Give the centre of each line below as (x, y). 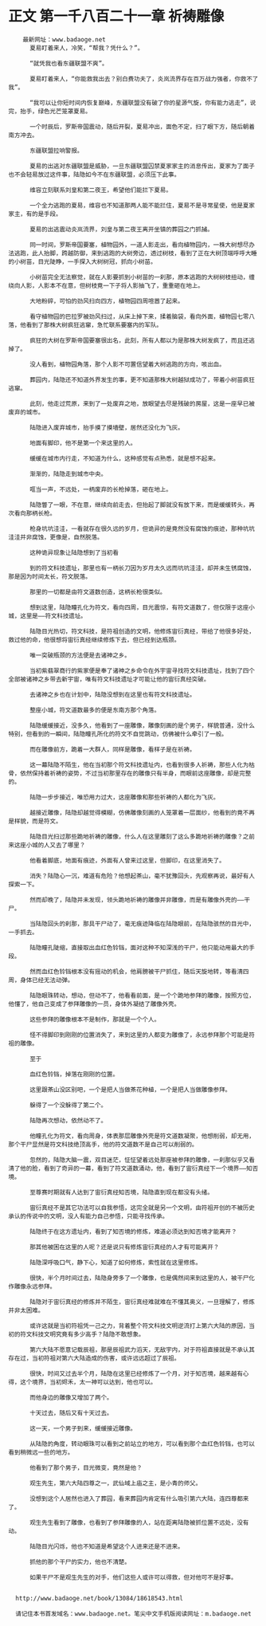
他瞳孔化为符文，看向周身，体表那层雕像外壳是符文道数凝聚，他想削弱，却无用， (142, 1136)
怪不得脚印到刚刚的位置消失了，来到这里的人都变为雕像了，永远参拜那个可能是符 (142, 1035)
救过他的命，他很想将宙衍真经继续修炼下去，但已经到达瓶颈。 (94, 640)
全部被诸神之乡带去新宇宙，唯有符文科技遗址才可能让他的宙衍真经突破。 (109, 679)
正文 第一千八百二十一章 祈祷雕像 (116, 16)
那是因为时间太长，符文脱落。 (50, 576)
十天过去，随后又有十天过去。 (71, 1413)
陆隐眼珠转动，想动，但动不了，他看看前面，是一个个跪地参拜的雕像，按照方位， (142, 996)
